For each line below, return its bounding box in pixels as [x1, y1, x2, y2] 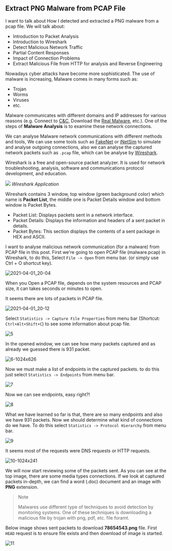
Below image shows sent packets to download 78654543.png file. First [5, 524, 158, 531]
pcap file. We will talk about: [5, 23, 65, 29]
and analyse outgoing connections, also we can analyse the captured [5, 144, 152, 150]
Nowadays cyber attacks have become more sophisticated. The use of [5, 70, 155, 77]
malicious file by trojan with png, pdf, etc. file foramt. [17, 515, 130, 521]
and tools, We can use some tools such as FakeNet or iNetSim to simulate [5, 138, 161, 144]
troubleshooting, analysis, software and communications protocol [5, 164, 144, 171]
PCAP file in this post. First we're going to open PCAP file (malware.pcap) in [5, 249, 166, 255]
